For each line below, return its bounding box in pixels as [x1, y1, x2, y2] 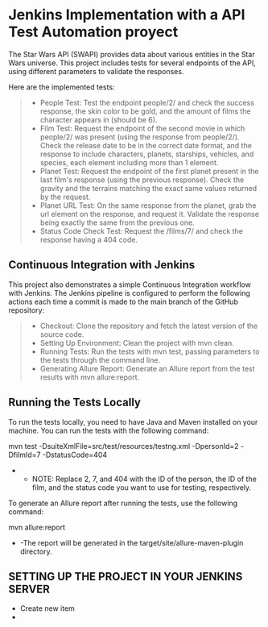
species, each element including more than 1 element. [39, 157, 219, 167]
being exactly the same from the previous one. [39, 218, 195, 227]
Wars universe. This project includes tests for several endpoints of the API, [8, 58, 256, 68]
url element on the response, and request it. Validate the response [39, 209, 260, 218]
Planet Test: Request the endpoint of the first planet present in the [39, 166, 259, 176]
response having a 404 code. [39, 235, 138, 244]
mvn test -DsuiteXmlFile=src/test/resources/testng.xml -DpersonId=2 [8, 441, 239, 451]
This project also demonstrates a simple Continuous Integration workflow [8, 280, 251, 289]
